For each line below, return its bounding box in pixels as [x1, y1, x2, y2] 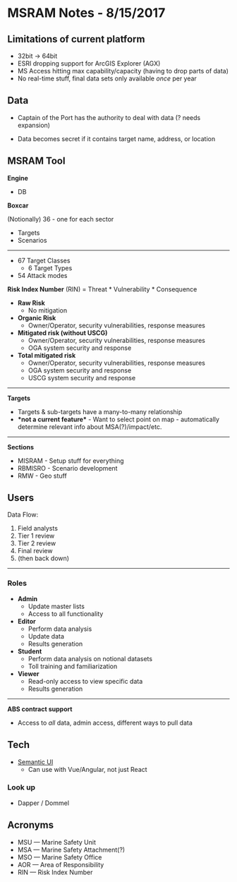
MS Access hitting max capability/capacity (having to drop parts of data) [17, 67, 229, 75]
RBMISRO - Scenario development [17, 464, 118, 472]
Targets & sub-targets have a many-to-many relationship [17, 407, 183, 416]
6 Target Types [28, 263, 73, 272]
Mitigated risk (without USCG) [17, 328, 108, 337]
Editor [17, 617, 37, 625]
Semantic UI [17, 757, 54, 766]
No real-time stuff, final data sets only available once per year [17, 74, 197, 83]
